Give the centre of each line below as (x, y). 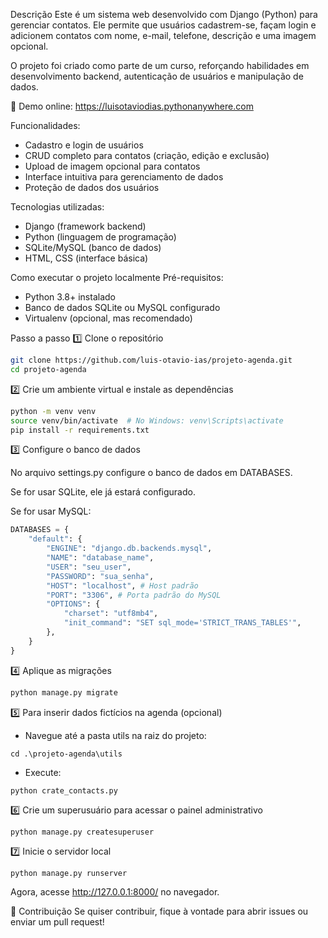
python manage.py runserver (69, 873)
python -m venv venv (53, 411)
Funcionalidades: (45, 125)
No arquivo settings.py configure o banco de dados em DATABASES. (151, 473)
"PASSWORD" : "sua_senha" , (100, 576)
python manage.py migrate (64, 692)
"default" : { (55, 539)
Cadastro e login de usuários (84, 145)
